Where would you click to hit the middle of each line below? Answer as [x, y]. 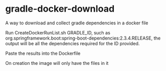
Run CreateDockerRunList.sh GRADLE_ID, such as [58, 32]
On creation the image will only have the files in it [57, 63]
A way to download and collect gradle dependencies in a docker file [77, 23]
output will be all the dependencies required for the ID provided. [73, 43]
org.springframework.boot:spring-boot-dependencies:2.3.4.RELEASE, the [83, 38]
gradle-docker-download [60, 9]
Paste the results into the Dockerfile [43, 53]
